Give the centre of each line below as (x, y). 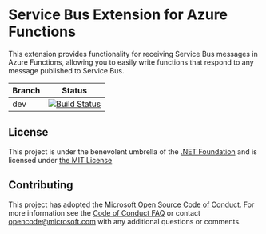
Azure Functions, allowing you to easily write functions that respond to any (131, 62)
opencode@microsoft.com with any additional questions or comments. (125, 221)
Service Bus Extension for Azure (118, 15)
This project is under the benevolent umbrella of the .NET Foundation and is (133, 151)
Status (75, 90)
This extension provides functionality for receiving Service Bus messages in (133, 54)
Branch (26, 90)
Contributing (41, 185)
